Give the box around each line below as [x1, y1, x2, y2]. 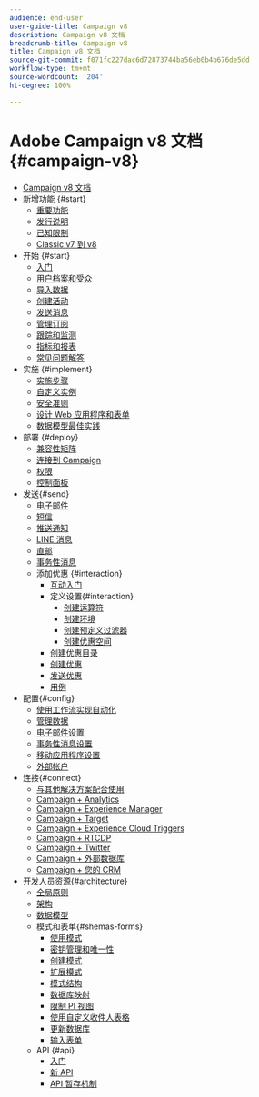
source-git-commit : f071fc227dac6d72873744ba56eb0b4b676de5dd [9, 55, 250, 64]
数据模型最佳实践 [35, 420, 101, 431]
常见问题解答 [35, 351, 85, 363]
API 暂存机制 [49, 1078, 97, 1089]
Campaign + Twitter [35, 842, 111, 853]
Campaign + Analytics [35, 794, 120, 805]
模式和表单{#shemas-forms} [35, 921, 144, 932]
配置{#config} [22, 692, 75, 704]
